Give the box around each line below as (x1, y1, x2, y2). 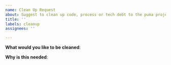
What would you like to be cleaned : (5, 44, 81, 50)
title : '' (5, 17, 26, 22)
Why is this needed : (5, 54, 48, 60)
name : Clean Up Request (5, 7, 56, 13)
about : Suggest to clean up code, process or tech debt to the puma (5, 12, 154, 17)
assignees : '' (5, 26, 36, 31)
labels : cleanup (5, 21, 40, 27)
